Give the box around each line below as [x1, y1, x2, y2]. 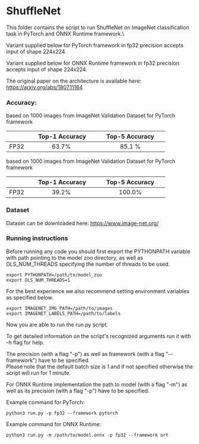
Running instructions [6, 234, 68, 243]
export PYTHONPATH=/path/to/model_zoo [6, 272, 102, 278]
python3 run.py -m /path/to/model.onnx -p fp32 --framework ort [6, 432, 169, 438]
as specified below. [6, 294, 53, 301]
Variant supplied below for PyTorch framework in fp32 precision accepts [6, 42, 184, 49]
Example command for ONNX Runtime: [6, 420, 102, 427]
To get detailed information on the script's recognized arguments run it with [6, 332, 191, 339]
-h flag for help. [6, 339, 45, 346]
